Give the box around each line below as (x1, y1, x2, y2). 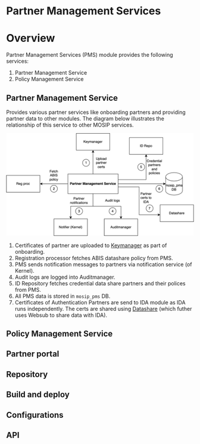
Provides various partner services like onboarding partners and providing (6, 109, 186, 116)
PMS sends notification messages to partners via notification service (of (14, 261, 192, 268)
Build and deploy (6, 390, 70, 400)
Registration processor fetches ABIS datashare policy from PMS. (14, 254, 173, 261)
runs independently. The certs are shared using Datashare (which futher (14, 305, 192, 312)
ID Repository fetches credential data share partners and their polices (14, 279, 186, 287)
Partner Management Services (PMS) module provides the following (6, 51, 174, 58)
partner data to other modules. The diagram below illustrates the (6, 115, 165, 122)
